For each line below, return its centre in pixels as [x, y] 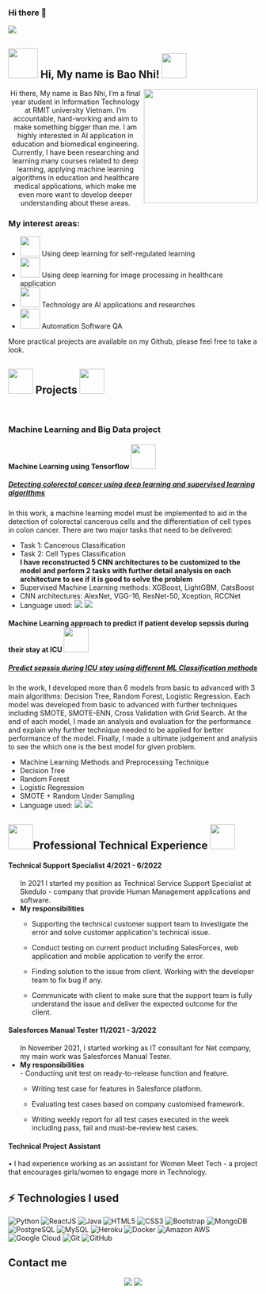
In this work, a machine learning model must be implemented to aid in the [128, 513]
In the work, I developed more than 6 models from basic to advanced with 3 [132, 688]
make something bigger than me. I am [75, 127]
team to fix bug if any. [67, 980]
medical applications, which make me [76, 187]
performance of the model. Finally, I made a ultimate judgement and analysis [133, 738]
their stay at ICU [35, 649]
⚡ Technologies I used [64, 1198]
